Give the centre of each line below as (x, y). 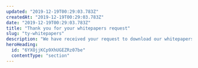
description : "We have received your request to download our (84, 39)
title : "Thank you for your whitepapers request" (68, 28)
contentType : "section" (40, 56)
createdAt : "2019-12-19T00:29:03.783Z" (55, 17)
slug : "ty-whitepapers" (35, 34)
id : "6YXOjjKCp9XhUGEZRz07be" (48, 50)
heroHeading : (22, 45)
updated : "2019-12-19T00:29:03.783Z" (52, 12)
